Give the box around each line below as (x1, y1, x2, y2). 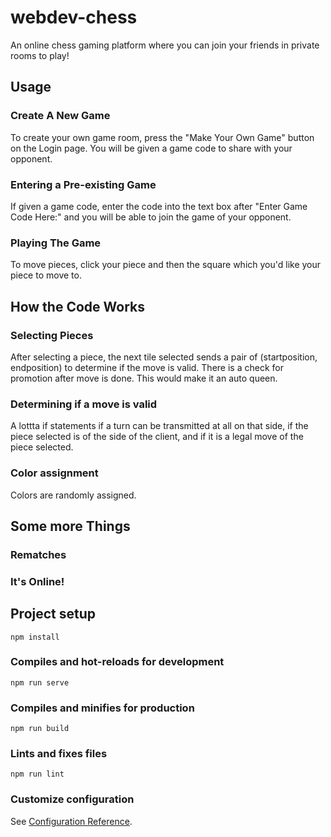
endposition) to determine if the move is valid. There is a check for (10, 361, 284, 373)
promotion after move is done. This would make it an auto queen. (10, 372, 278, 384)
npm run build (10, 724, 70, 734)
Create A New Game (10, 109, 111, 123)
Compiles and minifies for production (10, 701, 195, 715)
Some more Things (10, 517, 131, 535)
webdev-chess (10, 6, 138, 29)
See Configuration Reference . (10, 815, 133, 827)
